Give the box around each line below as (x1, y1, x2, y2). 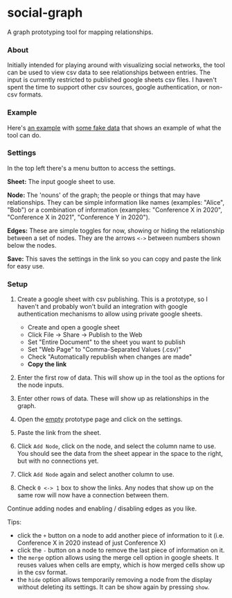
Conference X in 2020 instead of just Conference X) (17, 539, 166, 547)
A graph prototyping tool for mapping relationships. (7, 28, 154, 36)
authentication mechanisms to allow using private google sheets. (17, 310, 203, 318)
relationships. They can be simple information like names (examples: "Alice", (7, 198, 225, 206)
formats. (19, 90, 43, 99)
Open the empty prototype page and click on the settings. (17, 415, 183, 424)
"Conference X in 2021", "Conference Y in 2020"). (7, 213, 150, 221)
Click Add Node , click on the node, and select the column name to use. (17, 442, 216, 450)
